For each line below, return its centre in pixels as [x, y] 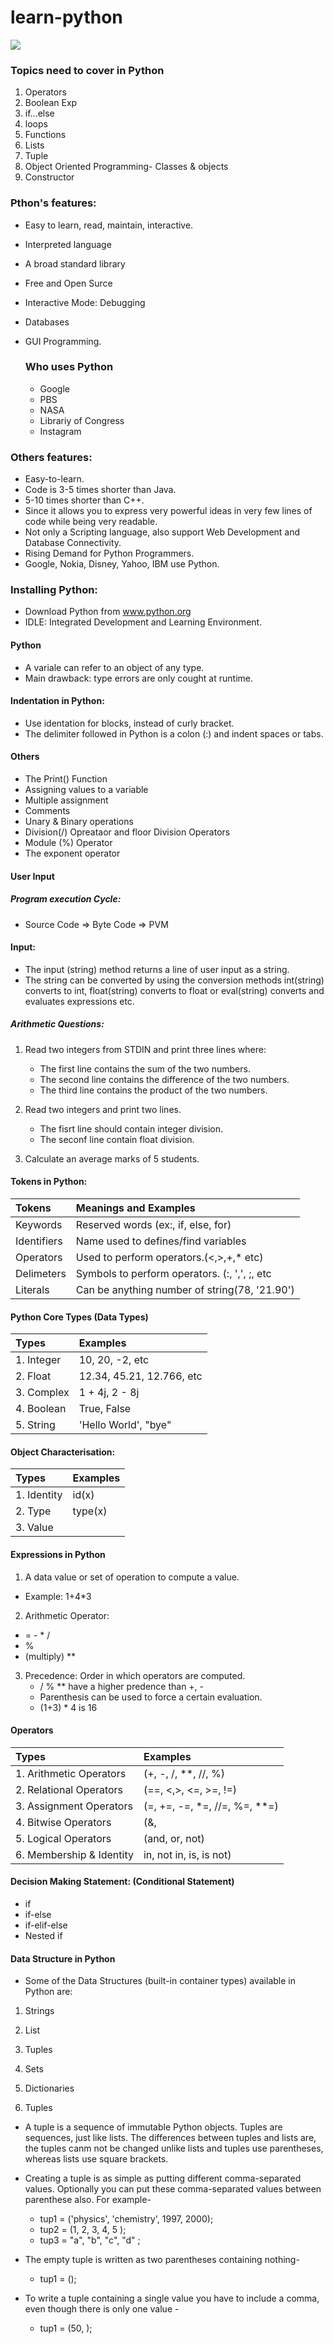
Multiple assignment [66, 800]
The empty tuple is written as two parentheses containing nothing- [162, 2260]
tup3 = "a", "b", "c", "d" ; [90, 2240]
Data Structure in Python [63, 1958]
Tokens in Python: [49, 1182]
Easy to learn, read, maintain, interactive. [109, 225]
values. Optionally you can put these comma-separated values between [173, 2189]
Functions [45, 135]
